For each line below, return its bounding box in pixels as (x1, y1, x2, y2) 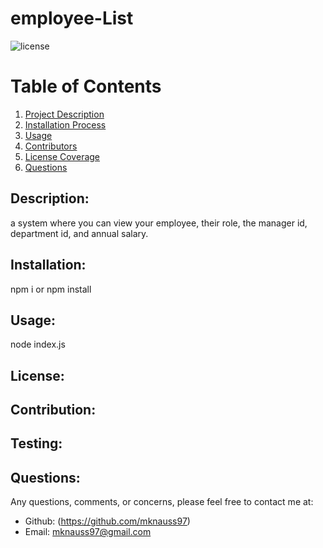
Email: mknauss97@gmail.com (24, 526, 152, 538)
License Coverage (24, 150, 101, 162)
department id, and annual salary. (10, 227, 149, 239)
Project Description (24, 108, 105, 120)
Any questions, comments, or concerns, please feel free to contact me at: (10, 496, 314, 508)
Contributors (24, 140, 78, 152)
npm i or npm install (10, 283, 92, 295)
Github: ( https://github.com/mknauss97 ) (24, 515, 191, 527)
